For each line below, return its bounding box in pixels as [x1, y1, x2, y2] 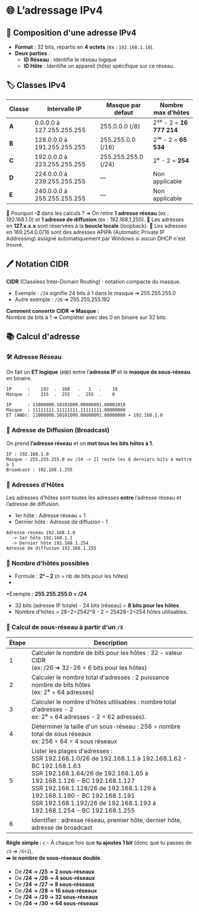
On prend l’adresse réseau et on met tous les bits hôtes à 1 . [6, 440, 154, 447]
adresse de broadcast [31, 823, 93, 832]
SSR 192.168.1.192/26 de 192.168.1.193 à [31, 798, 156, 807]
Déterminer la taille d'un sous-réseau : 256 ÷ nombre [31, 722, 181, 731]
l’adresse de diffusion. [6, 500, 60, 507]
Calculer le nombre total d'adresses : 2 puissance [31, 673, 169, 681]
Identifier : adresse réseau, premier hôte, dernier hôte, [31, 816, 182, 824]
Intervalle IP [47, 105, 82, 113]
